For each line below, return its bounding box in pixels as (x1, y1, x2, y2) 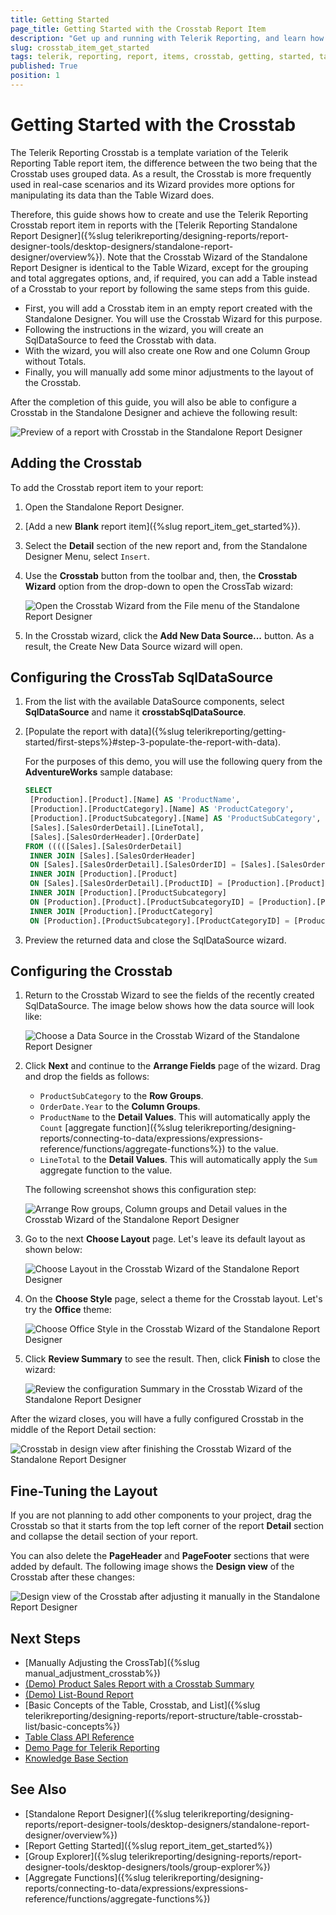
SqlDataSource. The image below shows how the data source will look (24, 1000, 315, 1012)
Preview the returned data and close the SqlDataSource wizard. (24, 934, 287, 946)
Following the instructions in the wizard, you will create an (24, 323, 264, 335)
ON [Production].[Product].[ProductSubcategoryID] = (29, 897, 254, 907)
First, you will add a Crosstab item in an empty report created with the (24, 302, 313, 314)
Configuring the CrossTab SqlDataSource (10, 669, 273, 686)
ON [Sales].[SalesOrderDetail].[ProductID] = (29, 879, 223, 889)
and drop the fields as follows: (24, 1071, 150, 1083)
